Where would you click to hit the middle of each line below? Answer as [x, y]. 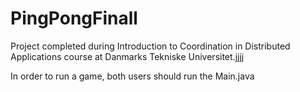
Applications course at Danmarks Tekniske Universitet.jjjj [127, 56]
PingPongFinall [74, 18]
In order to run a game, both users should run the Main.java [132, 76]
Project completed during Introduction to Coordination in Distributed [150, 46]
